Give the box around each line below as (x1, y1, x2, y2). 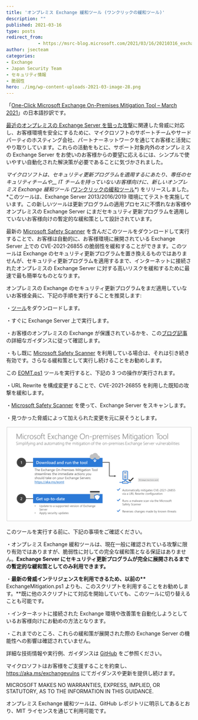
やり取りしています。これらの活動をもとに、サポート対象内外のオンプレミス (6, 144, 192, 151)
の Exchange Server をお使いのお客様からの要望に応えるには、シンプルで (6, 151, 184, 159)
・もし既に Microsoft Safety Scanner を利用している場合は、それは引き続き (6, 350, 190, 357)
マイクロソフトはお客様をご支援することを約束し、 (6, 662, 130, 669)
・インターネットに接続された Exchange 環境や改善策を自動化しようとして (6, 610, 188, 617)
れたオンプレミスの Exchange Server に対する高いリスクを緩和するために (6, 265, 184, 272)
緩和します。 (16, 389, 47, 396)
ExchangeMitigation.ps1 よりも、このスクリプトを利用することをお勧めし (6, 583, 184, 590)
